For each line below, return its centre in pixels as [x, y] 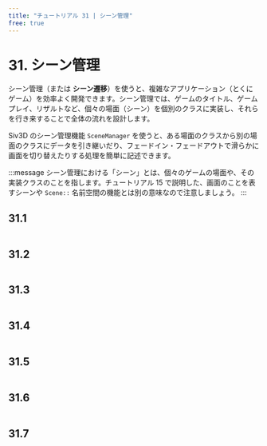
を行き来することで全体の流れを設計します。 [81, 119]
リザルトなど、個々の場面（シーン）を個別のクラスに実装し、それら [147, 109]
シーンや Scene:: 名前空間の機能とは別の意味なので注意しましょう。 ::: [131, 193]
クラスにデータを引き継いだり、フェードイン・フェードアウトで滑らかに [141, 145]
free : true [26, 23]
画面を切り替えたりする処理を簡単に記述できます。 [92, 156]
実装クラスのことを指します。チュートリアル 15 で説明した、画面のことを [129, 183]
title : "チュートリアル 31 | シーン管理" [71, 16]
